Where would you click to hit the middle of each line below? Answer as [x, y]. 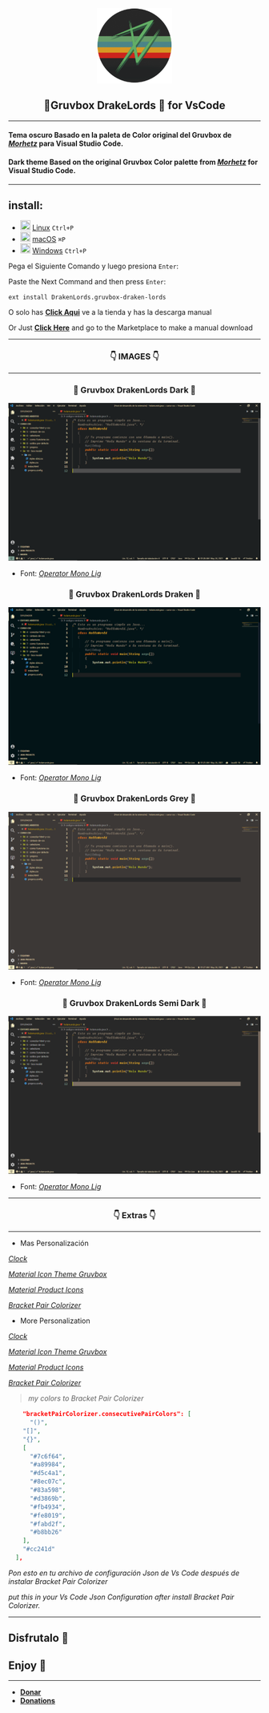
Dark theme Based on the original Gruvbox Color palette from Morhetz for [133, 162]
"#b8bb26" [46, 1532]
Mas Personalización [54, 1243]
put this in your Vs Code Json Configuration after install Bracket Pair [121, 1597]
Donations [38, 1701]
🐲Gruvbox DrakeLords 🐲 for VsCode [134, 105]
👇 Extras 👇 [134, 1215]
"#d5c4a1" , [48, 1474]
